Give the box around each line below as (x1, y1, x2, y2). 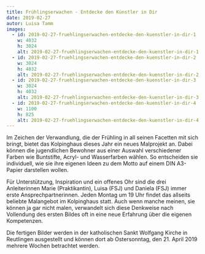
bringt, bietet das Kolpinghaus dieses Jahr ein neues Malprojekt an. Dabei (6, 140, 193, 148)
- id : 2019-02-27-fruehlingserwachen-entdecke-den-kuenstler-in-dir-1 (12, 32, 196, 38)
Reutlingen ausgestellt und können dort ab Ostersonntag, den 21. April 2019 (6, 236, 198, 243)
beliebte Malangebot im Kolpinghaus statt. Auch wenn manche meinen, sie (6, 198, 195, 205)
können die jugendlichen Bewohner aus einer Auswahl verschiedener (6, 147, 182, 154)
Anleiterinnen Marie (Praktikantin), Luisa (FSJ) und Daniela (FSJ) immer (6, 185, 187, 192)
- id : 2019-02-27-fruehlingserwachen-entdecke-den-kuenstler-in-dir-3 (12, 77, 196, 83)
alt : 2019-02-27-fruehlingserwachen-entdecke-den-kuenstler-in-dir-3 (17, 94, 199, 100)
